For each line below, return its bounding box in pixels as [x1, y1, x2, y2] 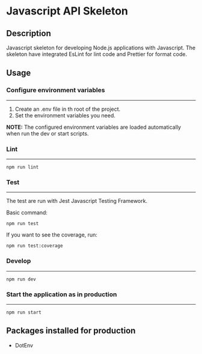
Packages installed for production [6, 326, 136, 336]
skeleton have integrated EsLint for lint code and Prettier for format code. [6, 51, 188, 58]
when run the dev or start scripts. [6, 129, 89, 137]
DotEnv [14, 341, 34, 349]
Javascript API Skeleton [6, 4, 128, 18]
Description [6, 28, 51, 39]
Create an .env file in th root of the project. [14, 105, 121, 113]
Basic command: [6, 209, 48, 216]
